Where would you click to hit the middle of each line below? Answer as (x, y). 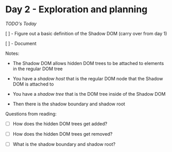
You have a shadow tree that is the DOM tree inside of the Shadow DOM (89, 94)
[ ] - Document (21, 43)
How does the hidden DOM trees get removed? (63, 134)
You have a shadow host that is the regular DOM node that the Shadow (88, 78)
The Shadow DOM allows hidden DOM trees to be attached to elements (88, 63)
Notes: (12, 53)
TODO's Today (21, 24)
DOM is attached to (33, 84)
